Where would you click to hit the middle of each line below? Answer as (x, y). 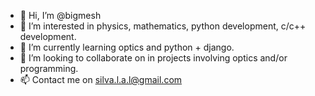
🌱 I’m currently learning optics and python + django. (127, 47)
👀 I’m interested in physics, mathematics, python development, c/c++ (163, 26)
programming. (49, 68)
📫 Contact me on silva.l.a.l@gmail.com (101, 79)
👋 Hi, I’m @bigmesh (60, 15)
